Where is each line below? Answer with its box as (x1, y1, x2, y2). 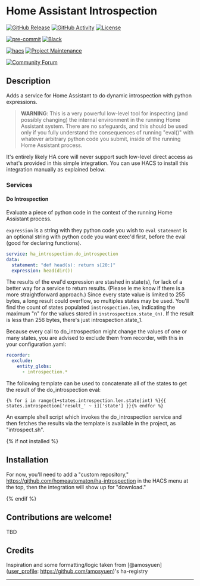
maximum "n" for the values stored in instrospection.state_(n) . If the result (6, 310, 194, 317)
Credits (6, 545, 35, 556)
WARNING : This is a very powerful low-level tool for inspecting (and (20, 109, 188, 117)
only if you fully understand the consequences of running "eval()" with (20, 128, 194, 136)
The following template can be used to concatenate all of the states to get (6, 379, 187, 386)
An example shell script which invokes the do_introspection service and (6, 413, 182, 421)
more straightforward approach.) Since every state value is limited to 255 (6, 291, 186, 298)
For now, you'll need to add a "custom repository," (6, 471, 129, 478)
